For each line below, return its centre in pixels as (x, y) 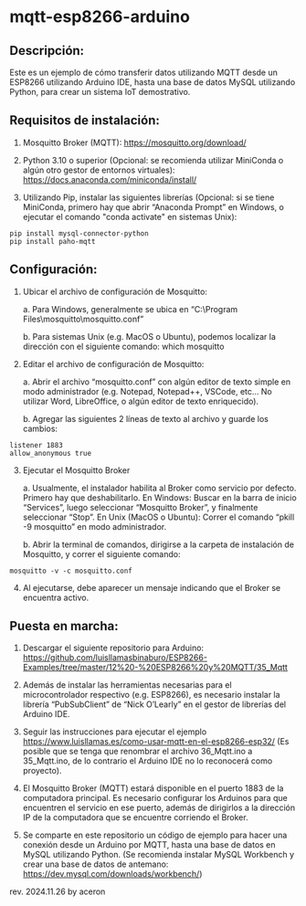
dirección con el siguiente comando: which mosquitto (123, 346)
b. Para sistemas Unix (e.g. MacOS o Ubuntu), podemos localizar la (149, 336)
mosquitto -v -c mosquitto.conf (71, 571)
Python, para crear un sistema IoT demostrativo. (100, 92)
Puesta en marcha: (64, 626)
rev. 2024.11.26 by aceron (58, 891)
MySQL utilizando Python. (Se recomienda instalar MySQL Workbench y (158, 855)
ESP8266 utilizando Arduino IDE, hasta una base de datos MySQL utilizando (153, 82)
